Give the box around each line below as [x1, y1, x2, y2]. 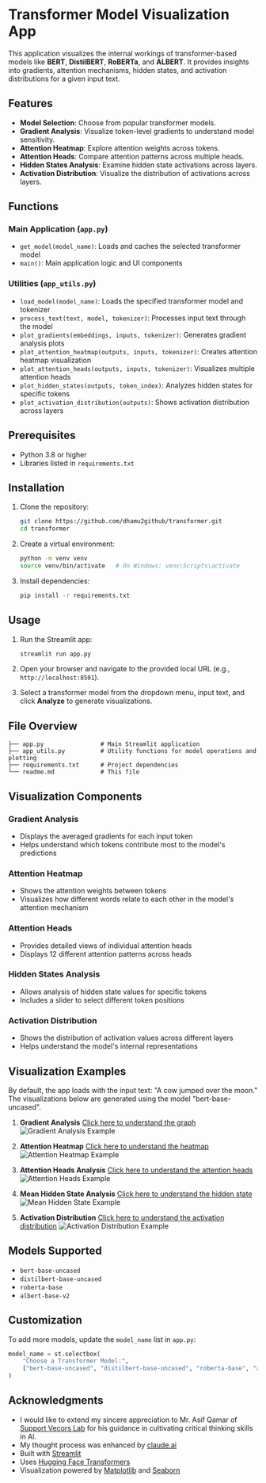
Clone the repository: [19, 502, 89, 512]
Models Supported [8, 1244, 102, 1258]
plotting [8, 755, 37, 763]
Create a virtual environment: [19, 539, 115, 548]
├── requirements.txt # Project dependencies [8, 761, 179, 770]
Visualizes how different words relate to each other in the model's [19, 894, 234, 904]
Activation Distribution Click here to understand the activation [19, 1213, 225, 1222]
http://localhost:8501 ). [19, 672, 100, 682]
